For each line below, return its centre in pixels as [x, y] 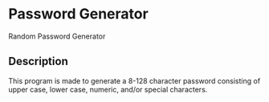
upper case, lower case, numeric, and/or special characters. [108, 89]
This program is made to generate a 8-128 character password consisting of [134, 80]
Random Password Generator [57, 36]
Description [38, 61]
